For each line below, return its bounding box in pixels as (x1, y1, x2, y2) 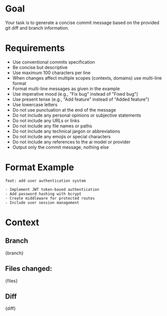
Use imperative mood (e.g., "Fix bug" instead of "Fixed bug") (12, 91, 138, 97)
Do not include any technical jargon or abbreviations (12, 128, 120, 134)
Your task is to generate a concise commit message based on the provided (5, 20, 159, 26)
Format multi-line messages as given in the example (12, 86, 120, 92)
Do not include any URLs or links (12, 117, 80, 123)
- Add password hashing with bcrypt (5, 191, 81, 196)
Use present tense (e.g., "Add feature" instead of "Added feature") (12, 96, 149, 102)
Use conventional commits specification (12, 59, 95, 65)
